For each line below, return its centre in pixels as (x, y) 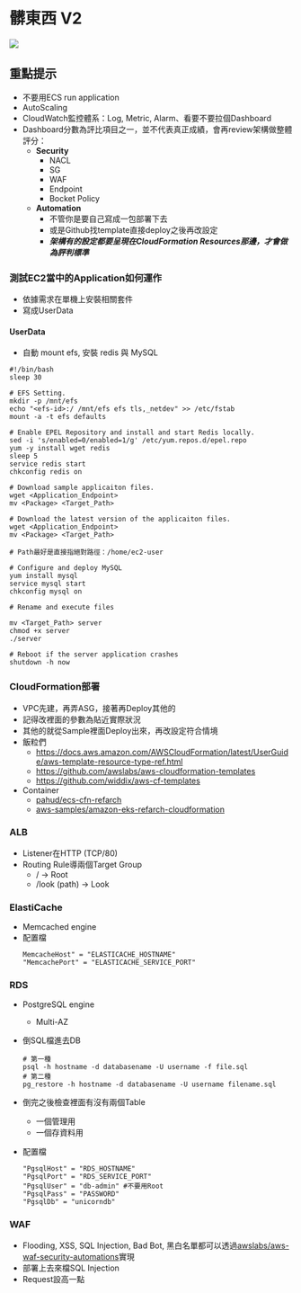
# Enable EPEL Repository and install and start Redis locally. (132, 432)
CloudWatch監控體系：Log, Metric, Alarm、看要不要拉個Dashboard (147, 118)
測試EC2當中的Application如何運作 (86, 278)
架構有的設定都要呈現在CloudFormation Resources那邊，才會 (164, 241)
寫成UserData (48, 310)
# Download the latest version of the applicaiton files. (120, 519)
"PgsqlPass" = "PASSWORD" (71, 1194)
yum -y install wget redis (60, 449)
